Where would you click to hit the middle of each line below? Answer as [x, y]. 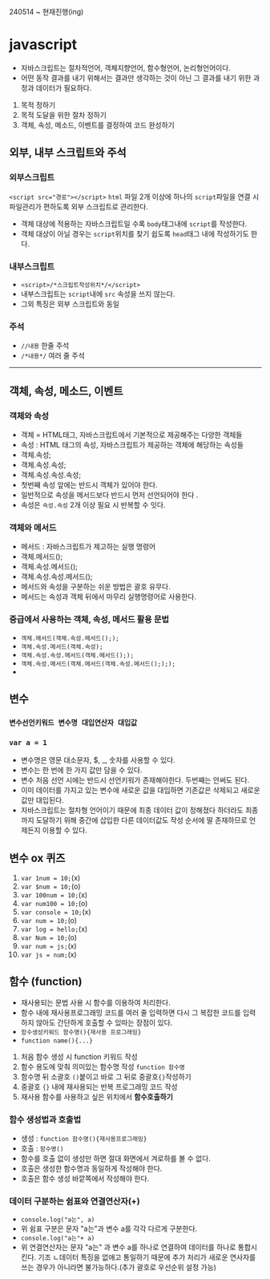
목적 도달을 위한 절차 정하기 [64, 115]
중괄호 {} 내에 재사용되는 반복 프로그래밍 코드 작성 [99, 1087]
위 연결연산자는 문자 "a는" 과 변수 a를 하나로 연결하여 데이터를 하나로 [128, 1247]
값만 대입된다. [42, 800]
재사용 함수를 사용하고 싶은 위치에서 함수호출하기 [97, 1096]
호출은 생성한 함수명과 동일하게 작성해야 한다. [91, 1168]
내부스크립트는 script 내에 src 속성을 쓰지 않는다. [98, 293]
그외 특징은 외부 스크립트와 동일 [70, 304]
